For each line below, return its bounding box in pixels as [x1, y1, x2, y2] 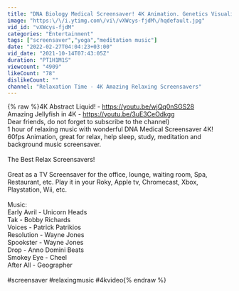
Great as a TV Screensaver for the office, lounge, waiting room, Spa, [7, 170, 208, 179]
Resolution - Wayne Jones [7, 231, 85, 239]
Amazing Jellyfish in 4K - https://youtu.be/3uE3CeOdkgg [7, 110, 175, 119]
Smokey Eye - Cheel [7, 253, 68, 262]
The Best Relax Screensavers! [7, 155, 95, 164]
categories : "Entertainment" [7, 30, 94, 38]
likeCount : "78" [7, 70, 55, 77]
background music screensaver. [7, 140, 102, 149]
